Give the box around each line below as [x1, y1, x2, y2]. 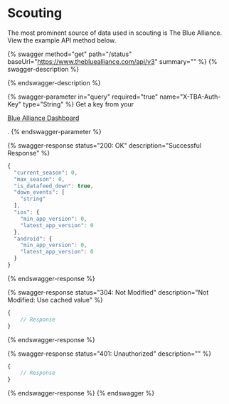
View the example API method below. [7, 36, 117, 44]
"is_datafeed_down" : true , [14, 182, 94, 190]
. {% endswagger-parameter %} [7, 127, 102, 136]
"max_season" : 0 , [14, 175, 65, 182]
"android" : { [14, 235, 53, 242]
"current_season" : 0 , [14, 169, 78, 176]
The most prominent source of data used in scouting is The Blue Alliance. [7, 28, 223, 37]
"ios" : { [14, 209, 40, 216]
